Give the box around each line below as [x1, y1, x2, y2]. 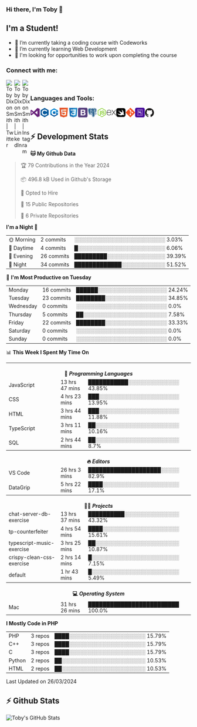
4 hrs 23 [60, 393, 81, 400]
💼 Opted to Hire [20, 189, 59, 196]
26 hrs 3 [60, 466, 81, 473]
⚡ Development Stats [30, 132, 108, 142]
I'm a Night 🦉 [6, 223, 38, 231]
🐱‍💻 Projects [84, 502, 113, 510]
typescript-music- [8, 539, 55, 546]
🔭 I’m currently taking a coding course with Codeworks [14, 39, 148, 46]
